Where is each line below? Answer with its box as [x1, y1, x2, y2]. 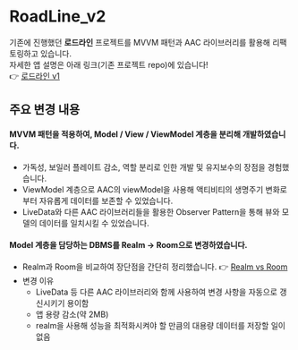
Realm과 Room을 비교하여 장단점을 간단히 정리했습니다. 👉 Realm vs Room [21, 261, 288, 272]
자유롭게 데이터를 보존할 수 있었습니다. [38, 195, 174, 206]
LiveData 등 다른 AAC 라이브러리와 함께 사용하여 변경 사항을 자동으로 [35, 286, 277, 297]
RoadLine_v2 [9, 6, 106, 27]
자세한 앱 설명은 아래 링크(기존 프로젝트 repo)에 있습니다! [9, 59, 209, 70]
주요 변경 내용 [9, 102, 81, 117]
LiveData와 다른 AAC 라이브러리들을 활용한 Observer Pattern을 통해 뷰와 [21, 206, 280, 217]
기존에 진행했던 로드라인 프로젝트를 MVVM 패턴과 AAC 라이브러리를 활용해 [9, 37, 271, 47]
